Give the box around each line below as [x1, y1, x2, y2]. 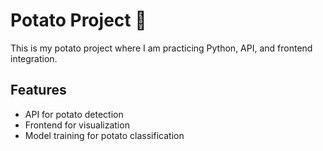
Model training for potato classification [24, 129, 185, 141]
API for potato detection [24, 108, 124, 120]
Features [10, 82, 67, 99]
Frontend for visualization [24, 119, 130, 131]
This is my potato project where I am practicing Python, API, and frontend [10, 42, 313, 54]
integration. [10, 52, 58, 64]
